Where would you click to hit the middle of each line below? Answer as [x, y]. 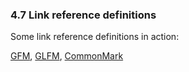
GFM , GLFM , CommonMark [67, 56]
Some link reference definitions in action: [95, 37]
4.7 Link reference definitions [83, 15]
